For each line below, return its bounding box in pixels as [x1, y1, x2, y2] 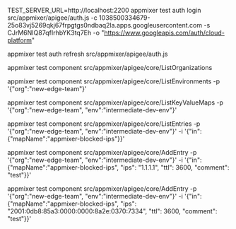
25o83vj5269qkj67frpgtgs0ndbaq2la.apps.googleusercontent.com [7, 21, 203, 29]
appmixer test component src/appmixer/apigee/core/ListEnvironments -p [7, 77, 220, 86]
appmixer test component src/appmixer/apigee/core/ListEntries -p [7, 119, 201, 128]
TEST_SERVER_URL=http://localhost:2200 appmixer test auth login [7, 6, 201, 14]
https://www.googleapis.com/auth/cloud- [104, 28, 225, 37]
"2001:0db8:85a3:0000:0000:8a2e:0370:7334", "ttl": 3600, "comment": [7, 207, 218, 215]
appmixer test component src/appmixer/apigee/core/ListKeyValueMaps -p [7, 98, 224, 107]
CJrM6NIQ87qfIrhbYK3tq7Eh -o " [7, 28, 105, 37]
